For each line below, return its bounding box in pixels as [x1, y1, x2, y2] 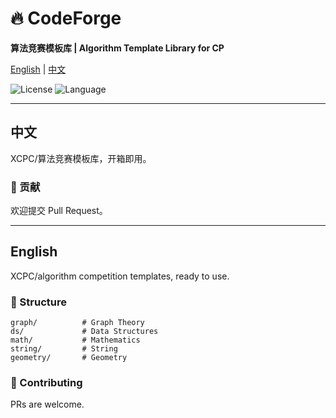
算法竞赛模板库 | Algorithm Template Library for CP [10, 42, 225, 54]
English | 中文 [10, 63, 67, 75]
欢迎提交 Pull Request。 [10, 205, 108, 217]
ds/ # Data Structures [10, 327, 159, 337]
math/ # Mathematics [10, 335, 141, 346]
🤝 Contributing [10, 376, 83, 390]
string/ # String [10, 344, 118, 354]
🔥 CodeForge [10, 7, 122, 30]
